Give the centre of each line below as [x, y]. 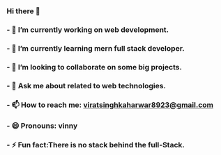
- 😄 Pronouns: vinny [42, 126]
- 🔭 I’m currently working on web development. [88, 29]
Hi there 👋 [24, 11]
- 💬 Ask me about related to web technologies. [86, 85]
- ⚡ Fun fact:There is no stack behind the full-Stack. [96, 145]
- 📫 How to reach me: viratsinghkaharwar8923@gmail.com [110, 105]
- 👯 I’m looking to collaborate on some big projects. [94, 67]
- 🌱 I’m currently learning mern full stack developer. [96, 48]
